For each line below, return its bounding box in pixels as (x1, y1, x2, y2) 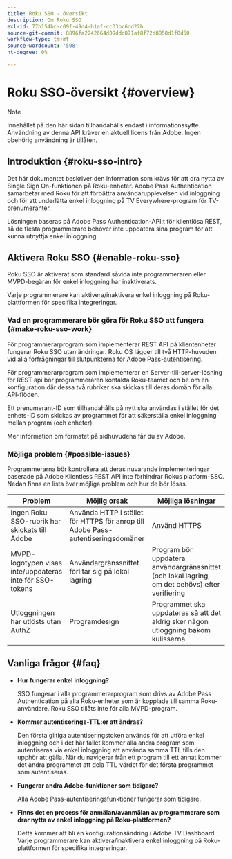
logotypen (10, 558, 43, 568)
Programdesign (68, 617, 119, 627)
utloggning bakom (151, 626, 211, 635)
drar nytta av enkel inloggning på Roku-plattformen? (17, 815, 171, 824)
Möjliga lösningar (157, 496, 216, 506)
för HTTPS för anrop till (68, 517, 144, 526)
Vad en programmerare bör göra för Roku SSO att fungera (7, 316, 204, 326)
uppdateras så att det (151, 608, 222, 618)
